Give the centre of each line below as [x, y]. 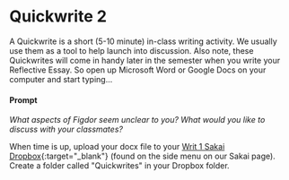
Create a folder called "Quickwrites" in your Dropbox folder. [120, 166]
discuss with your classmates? [66, 129]
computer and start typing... [61, 79]
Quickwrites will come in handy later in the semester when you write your [145, 60]
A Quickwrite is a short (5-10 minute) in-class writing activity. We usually [144, 41]
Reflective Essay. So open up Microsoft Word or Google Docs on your [138, 70]
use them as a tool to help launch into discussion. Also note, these [131, 50]
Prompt [23, 99]
